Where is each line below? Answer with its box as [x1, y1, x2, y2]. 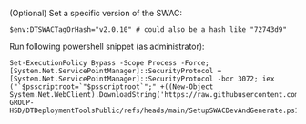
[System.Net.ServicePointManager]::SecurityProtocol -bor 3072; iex [9, 74, 275, 83]
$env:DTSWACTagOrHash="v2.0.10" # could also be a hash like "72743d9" [9, 25, 287, 34]
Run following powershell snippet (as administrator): [9, 41, 205, 52]
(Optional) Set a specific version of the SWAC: [9, 8, 183, 18]
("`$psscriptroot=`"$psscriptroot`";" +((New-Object [9, 82, 214, 91]
